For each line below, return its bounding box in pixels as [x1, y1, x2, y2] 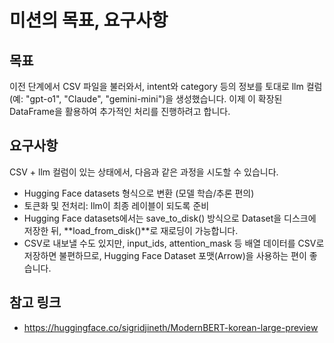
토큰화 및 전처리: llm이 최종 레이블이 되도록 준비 [23, 199, 210, 211]
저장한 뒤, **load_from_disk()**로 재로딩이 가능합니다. [23, 224, 239, 236]
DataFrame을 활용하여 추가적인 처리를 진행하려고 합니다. [9, 106, 231, 117]
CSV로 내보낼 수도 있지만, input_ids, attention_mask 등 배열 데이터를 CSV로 [23, 237, 325, 249]
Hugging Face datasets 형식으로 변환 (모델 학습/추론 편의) [23, 187, 255, 199]
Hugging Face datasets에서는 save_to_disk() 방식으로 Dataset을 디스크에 [23, 212, 317, 224]
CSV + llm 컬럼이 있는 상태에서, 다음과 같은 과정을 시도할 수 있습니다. [9, 166, 279, 178]
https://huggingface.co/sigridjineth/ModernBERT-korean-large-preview [23, 321, 319, 333]
